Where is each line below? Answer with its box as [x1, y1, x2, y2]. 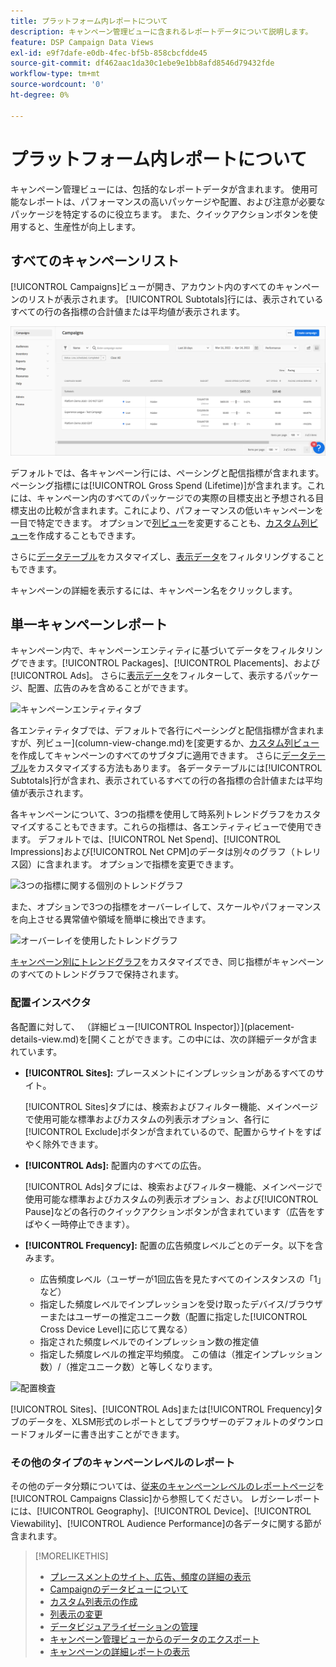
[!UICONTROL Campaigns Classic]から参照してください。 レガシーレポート [10, 1493, 321, 1504]
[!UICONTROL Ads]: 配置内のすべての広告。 [24, 1159, 207, 1171]
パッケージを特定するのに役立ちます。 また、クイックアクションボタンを [10, 208, 310, 220]
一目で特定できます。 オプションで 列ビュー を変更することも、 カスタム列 [10, 516, 310, 529]
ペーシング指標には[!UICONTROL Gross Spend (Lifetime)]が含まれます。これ [10, 479, 325, 491]
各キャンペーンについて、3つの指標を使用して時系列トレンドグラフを [10, 808, 295, 820]
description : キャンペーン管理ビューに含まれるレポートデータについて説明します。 [10, 26, 313, 37]
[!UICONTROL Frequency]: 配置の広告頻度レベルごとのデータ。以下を [24, 1239, 315, 1251]
